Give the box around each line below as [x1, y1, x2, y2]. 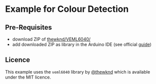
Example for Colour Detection [5, 3, 129, 15]
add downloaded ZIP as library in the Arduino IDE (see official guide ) [12, 42, 152, 47]
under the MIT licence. [5, 74, 51, 80]
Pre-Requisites [5, 23, 52, 32]
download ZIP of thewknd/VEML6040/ [12, 36, 91, 42]
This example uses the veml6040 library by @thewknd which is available [5, 69, 151, 75]
